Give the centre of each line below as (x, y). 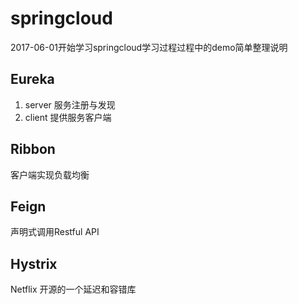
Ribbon (33, 149)
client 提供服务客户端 (68, 117)
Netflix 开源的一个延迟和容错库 (73, 289)
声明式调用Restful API (55, 232)
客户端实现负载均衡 (50, 174)
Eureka (32, 79)
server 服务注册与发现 (70, 104)
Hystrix (34, 263)
